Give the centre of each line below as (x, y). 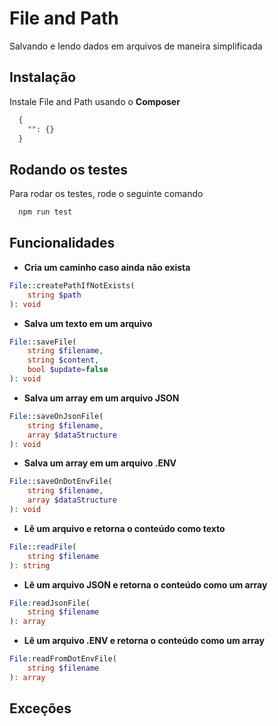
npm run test (45, 212)
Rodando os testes (69, 169)
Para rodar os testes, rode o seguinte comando (106, 194)
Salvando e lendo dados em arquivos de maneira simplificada (136, 46)
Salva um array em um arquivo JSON (101, 398)
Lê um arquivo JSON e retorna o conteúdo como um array (145, 584)
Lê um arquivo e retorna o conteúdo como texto (124, 528)
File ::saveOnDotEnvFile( (61, 482)
